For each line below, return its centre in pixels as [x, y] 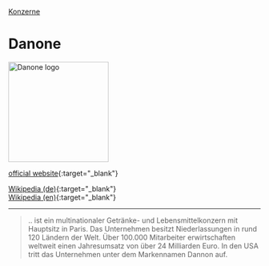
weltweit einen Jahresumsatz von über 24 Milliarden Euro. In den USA [143, 246]
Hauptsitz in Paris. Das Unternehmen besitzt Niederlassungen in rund [143, 228]
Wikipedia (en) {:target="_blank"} [62, 197]
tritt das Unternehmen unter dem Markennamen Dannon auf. [128, 254]
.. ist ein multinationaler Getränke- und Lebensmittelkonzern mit [133, 220]
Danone [35, 44]
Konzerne [24, 12]
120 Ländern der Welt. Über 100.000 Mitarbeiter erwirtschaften [132, 237]
